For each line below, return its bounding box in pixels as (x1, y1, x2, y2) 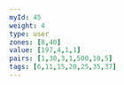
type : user (9, 29, 50, 38)
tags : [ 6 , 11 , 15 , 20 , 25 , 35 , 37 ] (9, 63, 117, 72)
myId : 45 (9, 12, 42, 22)
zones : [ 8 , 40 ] (9, 37, 62, 47)
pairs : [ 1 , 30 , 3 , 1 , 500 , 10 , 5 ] (9, 54, 113, 63)
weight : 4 (9, 21, 46, 30)
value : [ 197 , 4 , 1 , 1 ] (9, 46, 81, 55)
